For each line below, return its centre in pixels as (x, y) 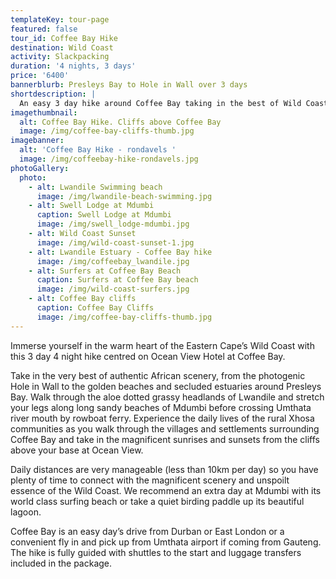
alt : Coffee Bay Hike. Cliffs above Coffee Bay (120, 122)
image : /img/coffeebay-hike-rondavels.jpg (109, 159)
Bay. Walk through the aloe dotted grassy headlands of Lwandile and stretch (167, 397)
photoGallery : (40, 168)
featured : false (44, 29)
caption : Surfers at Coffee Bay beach (117, 280)
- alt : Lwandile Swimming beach (95, 187)
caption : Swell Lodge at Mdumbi (104, 215)
